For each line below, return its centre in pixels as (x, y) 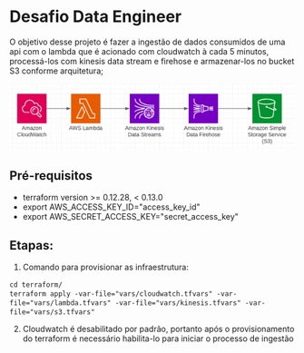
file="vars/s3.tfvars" (52, 312)
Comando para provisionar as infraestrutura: (105, 267)
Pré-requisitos (51, 176)
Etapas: (32, 245)
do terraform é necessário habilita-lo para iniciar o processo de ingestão (158, 338)
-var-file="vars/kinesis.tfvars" (178, 303)
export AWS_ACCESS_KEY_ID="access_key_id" (112, 207)
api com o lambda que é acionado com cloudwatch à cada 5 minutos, (139, 51)
